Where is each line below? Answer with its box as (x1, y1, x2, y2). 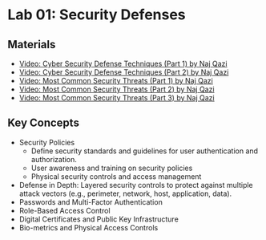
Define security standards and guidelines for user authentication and (30, 146, 258, 156)
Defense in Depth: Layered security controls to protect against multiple (18, 180, 253, 189)
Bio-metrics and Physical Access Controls (18, 222, 159, 232)
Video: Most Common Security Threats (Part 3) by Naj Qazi (18, 93, 215, 102)
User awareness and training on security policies (30, 163, 193, 173)
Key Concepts (7, 116, 79, 130)
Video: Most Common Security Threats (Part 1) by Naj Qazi (18, 76, 213, 85)
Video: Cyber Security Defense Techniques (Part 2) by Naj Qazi (18, 67, 229, 77)
